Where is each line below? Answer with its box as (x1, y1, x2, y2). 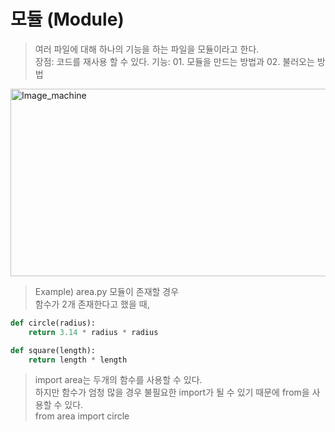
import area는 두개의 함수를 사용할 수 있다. (34, 374, 203, 386)
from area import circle (34, 410, 130, 422)
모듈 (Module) (10, 8, 125, 31)
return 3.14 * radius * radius (28, 327, 159, 337)
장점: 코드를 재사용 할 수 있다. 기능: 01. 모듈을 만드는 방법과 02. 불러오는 (34, 55, 315, 67)
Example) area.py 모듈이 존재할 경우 (34, 285, 180, 297)
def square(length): (10, 345, 97, 355)
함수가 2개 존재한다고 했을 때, (34, 298, 150, 310)
